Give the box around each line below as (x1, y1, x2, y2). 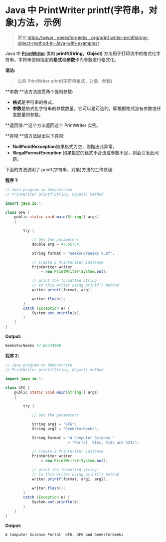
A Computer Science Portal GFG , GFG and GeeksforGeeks (5, 532, 124, 537)
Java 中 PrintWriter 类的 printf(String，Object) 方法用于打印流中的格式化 (5, 50, 157, 56)
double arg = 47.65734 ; (31, 242, 81, 247)
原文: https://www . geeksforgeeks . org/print (17, 34, 110, 40)
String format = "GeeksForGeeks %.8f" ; (31, 251, 115, 256)
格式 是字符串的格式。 (12, 99, 56, 105)
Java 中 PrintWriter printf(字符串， (5, 4, 149, 16)
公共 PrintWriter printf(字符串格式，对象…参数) (17, 78, 113, 84)
